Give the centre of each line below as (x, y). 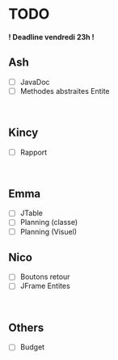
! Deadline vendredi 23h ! (51, 36)
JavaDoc (35, 82)
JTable (31, 213)
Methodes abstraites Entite (65, 91)
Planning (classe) (49, 222)
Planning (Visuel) (48, 231)
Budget (32, 347)
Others (26, 327)
